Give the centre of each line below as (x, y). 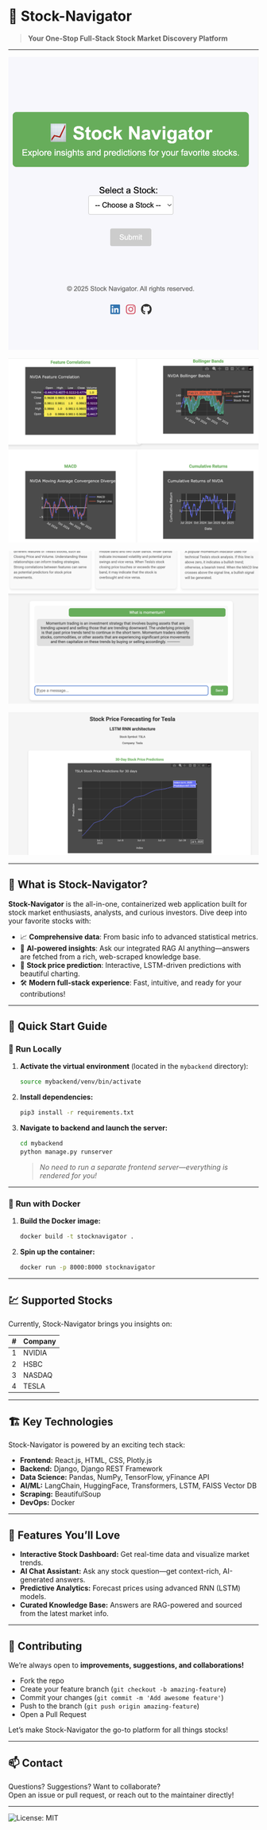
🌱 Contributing (45, 1646)
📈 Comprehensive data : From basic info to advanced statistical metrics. (139, 936)
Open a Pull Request (53, 1715)
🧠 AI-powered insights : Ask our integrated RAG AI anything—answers (135, 948)
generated (37, 1580)
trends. (31, 1563)
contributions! (43, 993)
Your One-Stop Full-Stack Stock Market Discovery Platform (128, 38)
